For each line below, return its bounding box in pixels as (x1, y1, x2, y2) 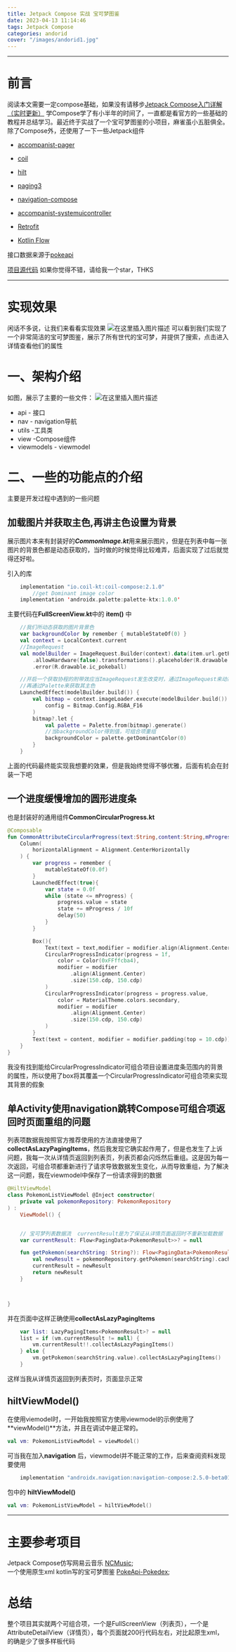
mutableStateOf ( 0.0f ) (44, 866, 109, 873)
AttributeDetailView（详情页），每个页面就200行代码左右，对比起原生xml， (7, 1628, 223, 1637)
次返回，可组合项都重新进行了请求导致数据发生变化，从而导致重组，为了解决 (7, 1162, 229, 1171)
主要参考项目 (7, 1535, 82, 1550)
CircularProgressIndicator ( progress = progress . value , (44, 990, 209, 997)
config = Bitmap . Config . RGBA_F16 (44, 701, 143, 709)
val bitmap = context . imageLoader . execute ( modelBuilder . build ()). (32, 696, 231, 703)
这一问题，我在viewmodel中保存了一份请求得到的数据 (7, 1171, 162, 1179)
